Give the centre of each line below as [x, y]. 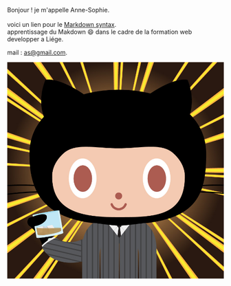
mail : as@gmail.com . [37, 52]
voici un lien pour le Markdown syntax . [62, 24]
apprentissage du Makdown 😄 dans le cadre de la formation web [100, 32]
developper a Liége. [35, 39]
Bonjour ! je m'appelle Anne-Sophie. [58, 10]
